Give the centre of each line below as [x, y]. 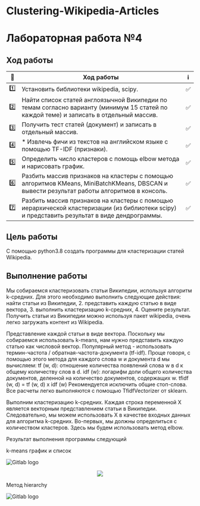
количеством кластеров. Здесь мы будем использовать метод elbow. [95, 427]
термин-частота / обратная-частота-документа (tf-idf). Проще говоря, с [98, 352]
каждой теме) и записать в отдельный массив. [90, 115]
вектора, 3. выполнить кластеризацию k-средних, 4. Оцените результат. [98, 309]
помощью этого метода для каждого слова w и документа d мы [88, 359]
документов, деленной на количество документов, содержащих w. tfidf [97, 378]
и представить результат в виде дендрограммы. [92, 216]
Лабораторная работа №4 [74, 38]
